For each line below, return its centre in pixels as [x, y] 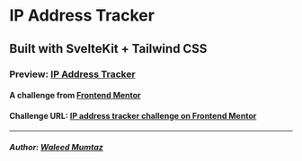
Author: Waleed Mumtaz [56, 147]
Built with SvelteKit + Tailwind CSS [108, 49]
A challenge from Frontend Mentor [75, 96]
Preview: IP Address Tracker [73, 74]
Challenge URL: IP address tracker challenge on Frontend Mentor [133, 115]
